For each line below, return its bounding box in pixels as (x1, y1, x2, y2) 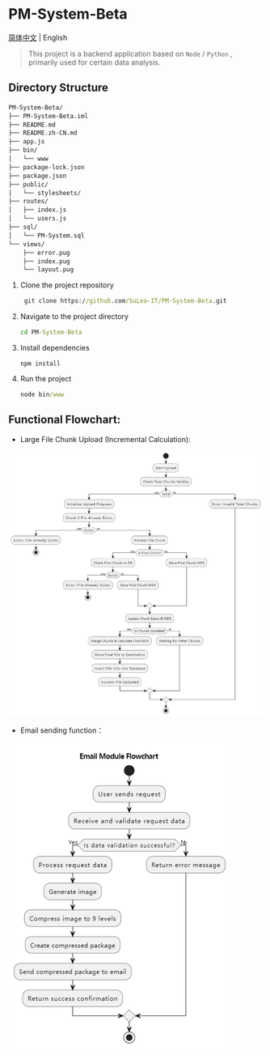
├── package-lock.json (8, 163, 85, 171)
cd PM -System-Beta (19, 329, 82, 337)
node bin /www (19, 390, 65, 398)
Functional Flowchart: (8, 413, 121, 427)
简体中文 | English (8, 32, 68, 42)
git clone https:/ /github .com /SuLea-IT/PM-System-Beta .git (23, 297, 227, 305)
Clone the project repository (19, 280, 115, 290)
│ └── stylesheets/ (8, 189, 82, 197)
